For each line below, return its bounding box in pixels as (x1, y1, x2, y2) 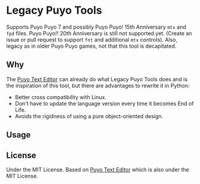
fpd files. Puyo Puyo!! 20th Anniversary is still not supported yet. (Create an (6, 29, 193, 36)
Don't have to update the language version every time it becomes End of (14, 100, 194, 107)
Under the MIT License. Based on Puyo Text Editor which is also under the (6, 165, 190, 173)
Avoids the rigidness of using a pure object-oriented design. (14, 112, 163, 119)
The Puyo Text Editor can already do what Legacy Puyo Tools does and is (6, 75, 187, 82)
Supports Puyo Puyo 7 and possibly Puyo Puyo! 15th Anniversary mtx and (6, 23, 187, 30)
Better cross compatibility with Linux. (14, 93, 107, 100)
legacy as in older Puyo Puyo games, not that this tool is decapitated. (6, 42, 177, 50)
